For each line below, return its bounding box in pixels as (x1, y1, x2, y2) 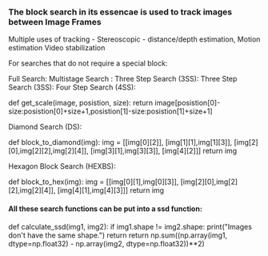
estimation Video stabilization (8, 43, 106, 53)
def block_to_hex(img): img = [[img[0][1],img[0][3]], (8, 177, 179, 186)
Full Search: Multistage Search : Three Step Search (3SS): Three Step (8, 74, 238, 84)
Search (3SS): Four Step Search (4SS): (8, 82, 136, 92)
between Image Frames (8, 16, 102, 27)
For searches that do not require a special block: (8, 58, 168, 68)
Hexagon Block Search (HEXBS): (8, 162, 116, 171)
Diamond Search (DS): (8, 122, 82, 132)
